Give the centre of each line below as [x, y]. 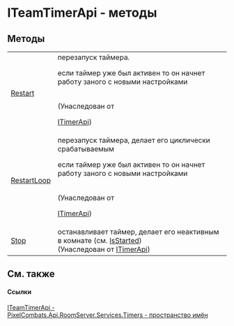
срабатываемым [86, 149]
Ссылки [19, 292]
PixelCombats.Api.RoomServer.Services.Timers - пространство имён [108, 315]
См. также [31, 274]
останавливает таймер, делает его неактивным [138, 232]
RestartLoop [31, 180]
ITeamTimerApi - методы [82, 13]
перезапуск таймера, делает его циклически [134, 140]
